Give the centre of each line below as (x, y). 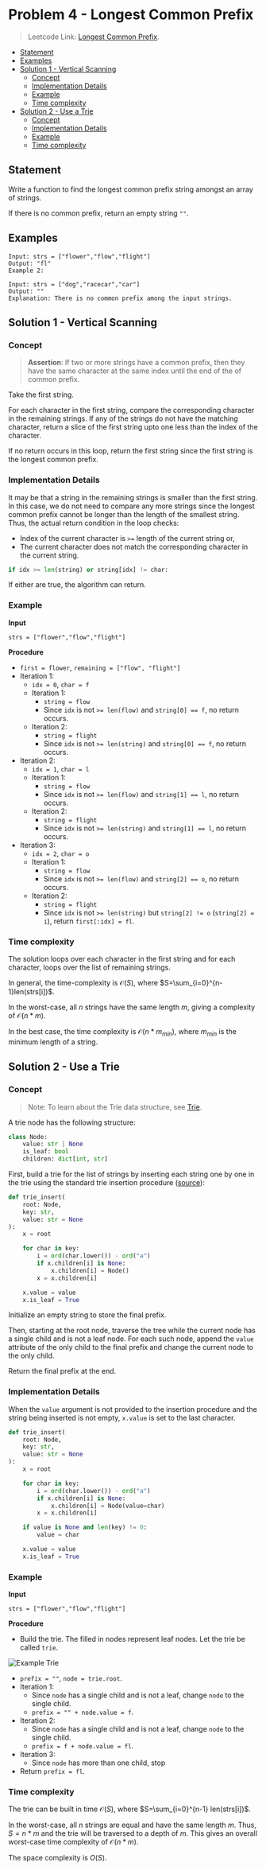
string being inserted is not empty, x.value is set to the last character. (122, 1417)
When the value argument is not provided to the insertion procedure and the (133, 1409)
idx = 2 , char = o (60, 853)
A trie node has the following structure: (72, 1122)
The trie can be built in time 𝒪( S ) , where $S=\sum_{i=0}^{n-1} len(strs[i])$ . (130, 1809)
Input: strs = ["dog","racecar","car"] (74, 284)
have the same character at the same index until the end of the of (135, 371)
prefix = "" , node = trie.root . (71, 1678)
